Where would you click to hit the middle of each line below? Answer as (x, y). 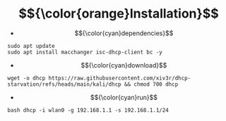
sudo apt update (31, 46)
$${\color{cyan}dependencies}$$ (124, 33)
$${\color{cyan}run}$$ (124, 97)
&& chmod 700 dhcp (151, 84)
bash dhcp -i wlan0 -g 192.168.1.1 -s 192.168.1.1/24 (88, 110)
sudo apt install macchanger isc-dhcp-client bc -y (85, 52)
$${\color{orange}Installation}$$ (119, 14)
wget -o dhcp (26, 78)
